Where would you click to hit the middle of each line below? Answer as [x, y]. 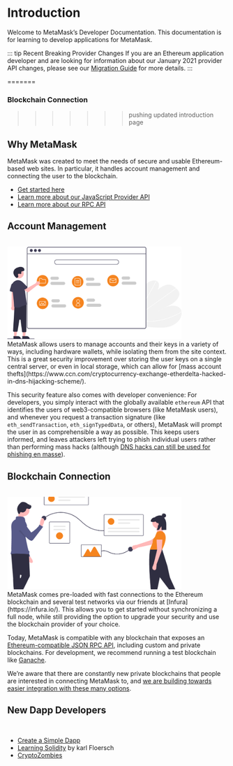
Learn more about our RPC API [61, 205]
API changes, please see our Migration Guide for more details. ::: [100, 68]
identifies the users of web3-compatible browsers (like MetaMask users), [113, 410]
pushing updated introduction [171, 115]
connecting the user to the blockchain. [63, 176]
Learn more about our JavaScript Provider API [83, 197]
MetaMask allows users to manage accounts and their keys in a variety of [113, 345]
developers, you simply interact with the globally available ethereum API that [116, 403]
